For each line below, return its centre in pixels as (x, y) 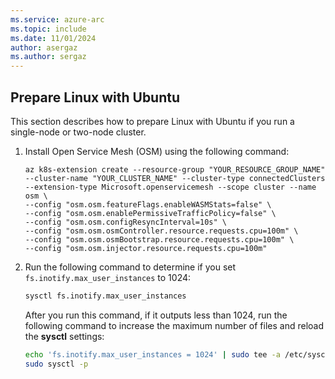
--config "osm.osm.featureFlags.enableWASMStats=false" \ (148, 204)
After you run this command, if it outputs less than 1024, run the (156, 315)
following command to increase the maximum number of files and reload (174, 325)
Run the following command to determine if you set (130, 267)
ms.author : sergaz (48, 57)
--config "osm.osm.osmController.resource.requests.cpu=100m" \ (161, 231)
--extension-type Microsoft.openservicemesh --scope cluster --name (170, 187)
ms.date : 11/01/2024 (53, 38)
